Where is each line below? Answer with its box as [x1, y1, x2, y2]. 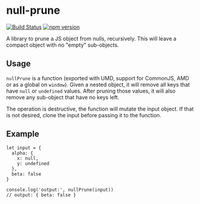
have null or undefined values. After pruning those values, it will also [6, 87, 175, 95]
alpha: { [11, 150, 34, 156]
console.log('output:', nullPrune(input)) [6, 187, 114, 193]
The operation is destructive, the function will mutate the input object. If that [6, 105, 194, 112]
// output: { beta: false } [6, 192, 77, 198]
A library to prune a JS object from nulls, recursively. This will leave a [6, 35, 177, 42]
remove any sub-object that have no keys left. [6, 93, 120, 101]
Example [6, 129, 40, 139]
